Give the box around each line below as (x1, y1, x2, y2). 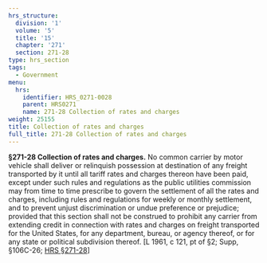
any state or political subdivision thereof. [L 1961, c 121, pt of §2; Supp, (8, 237, 239, 246)
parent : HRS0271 (22, 100, 77, 108)
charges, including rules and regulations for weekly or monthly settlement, (8, 194, 253, 204)
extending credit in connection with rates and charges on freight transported (8, 220, 260, 230)
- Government (15, 71, 59, 79)
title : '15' (15, 33, 56, 42)
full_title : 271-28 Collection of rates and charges (8, 130, 187, 138)
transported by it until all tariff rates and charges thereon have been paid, (8, 169, 249, 179)
